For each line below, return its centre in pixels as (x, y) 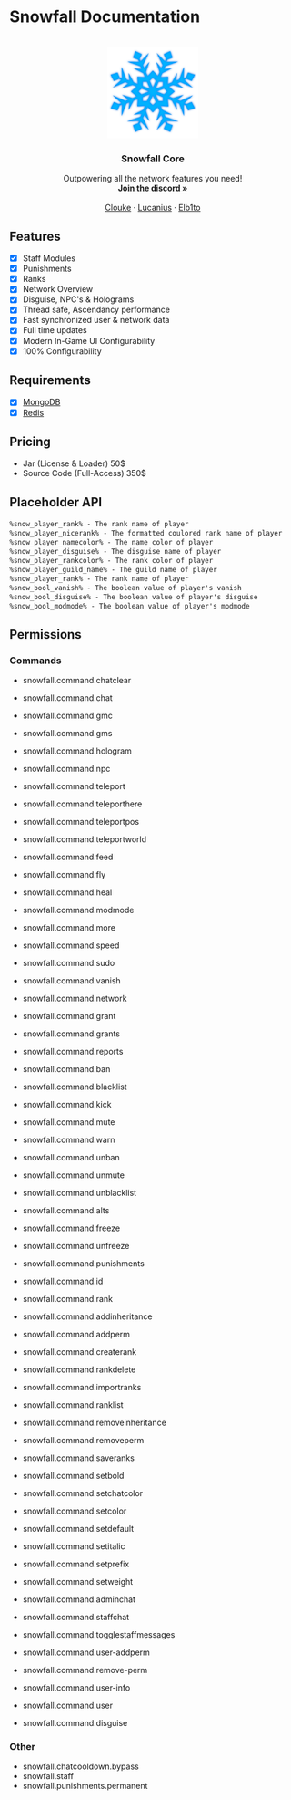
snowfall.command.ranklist (73, 1405)
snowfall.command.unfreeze (76, 1245)
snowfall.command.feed (68, 857)
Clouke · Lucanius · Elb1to (153, 208)
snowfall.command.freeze (71, 1228)
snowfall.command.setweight (78, 1581)
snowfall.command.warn (69, 1139)
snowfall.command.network (75, 998)
